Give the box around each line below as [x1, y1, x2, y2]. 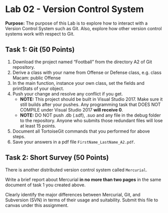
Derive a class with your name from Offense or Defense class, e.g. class [12, 69, 162, 75]
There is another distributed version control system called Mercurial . [5, 167, 147, 173]
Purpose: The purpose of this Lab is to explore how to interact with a [5, 20, 148, 26]
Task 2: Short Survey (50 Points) [5, 153, 109, 162]
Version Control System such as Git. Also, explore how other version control [5, 25, 162, 31]
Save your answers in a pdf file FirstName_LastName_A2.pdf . [12, 139, 135, 145]
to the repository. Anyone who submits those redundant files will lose [20, 117, 163, 124]
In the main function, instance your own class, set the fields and [12, 80, 144, 86]
